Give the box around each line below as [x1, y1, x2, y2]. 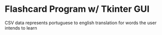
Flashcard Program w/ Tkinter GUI [5, 3, 149, 15]
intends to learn [5, 25, 37, 31]
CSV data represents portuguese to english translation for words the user [5, 20, 157, 26]
